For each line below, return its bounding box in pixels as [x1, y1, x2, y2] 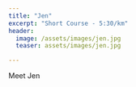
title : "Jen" [8, 11, 53, 20]
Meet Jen [8, 71, 40, 81]
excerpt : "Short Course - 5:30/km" [8, 19, 129, 27]
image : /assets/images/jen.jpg [15, 34, 121, 43]
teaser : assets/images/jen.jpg [15, 42, 121, 50]
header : [8, 27, 35, 35]
